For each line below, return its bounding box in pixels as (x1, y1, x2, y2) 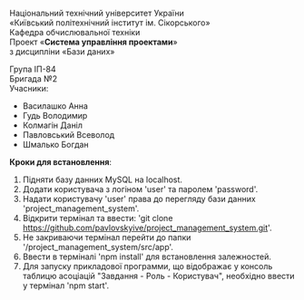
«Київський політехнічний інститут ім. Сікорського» (9, 17, 211, 28)
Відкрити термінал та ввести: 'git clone (22, 213, 173, 223)
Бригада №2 (9, 73, 58, 84)
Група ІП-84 (9, 63, 56, 74)
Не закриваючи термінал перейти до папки (22, 232, 191, 243)
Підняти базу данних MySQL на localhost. (22, 174, 183, 185)
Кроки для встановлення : (9, 157, 112, 167)
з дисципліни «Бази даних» (9, 46, 115, 57)
